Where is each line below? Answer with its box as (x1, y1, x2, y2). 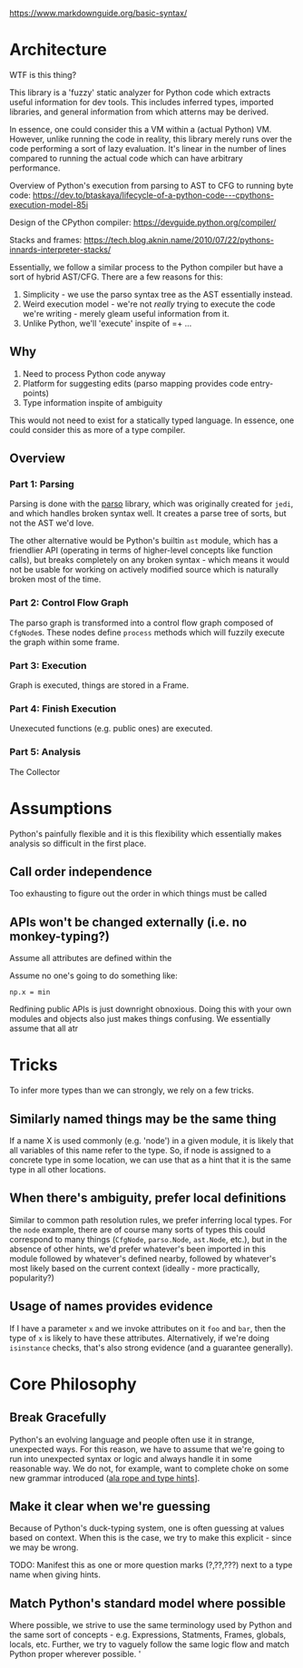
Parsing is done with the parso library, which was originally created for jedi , (9, 498, 294, 509)
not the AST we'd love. (9, 517, 94, 529)
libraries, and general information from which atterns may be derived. (9, 106, 269, 117)
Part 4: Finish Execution (9, 702, 117, 715)
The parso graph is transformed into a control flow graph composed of (9, 617, 274, 628)
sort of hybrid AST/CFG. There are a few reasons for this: (9, 271, 224, 282)
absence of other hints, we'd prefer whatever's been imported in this (9, 1243, 266, 1254)
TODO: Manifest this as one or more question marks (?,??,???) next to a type (9, 1560, 293, 1571)
